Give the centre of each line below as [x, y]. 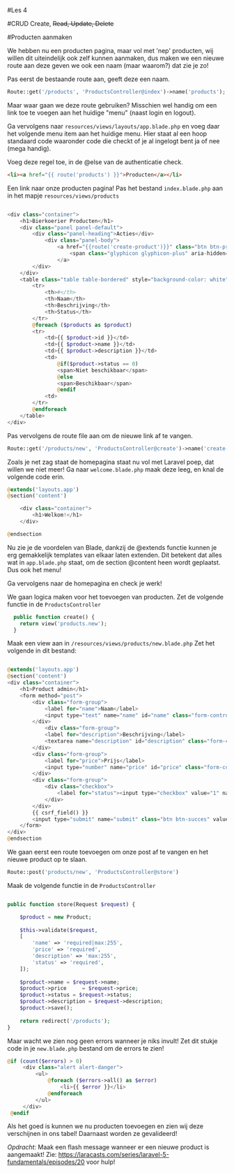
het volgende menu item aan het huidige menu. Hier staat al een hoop [107, 133]
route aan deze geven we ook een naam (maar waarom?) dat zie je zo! [108, 65]
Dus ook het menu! [34, 569]
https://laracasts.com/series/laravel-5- [114, 1155]
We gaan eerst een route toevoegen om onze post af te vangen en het [108, 852]
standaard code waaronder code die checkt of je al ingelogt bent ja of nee [114, 141]
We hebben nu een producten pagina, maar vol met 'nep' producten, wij [110, 51]
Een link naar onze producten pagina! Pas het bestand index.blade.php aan [115, 188]
